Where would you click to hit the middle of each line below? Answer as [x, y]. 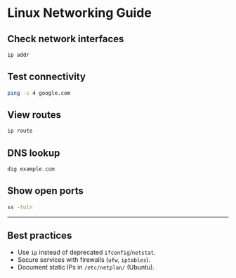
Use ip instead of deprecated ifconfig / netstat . [86, 252]
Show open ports [46, 191]
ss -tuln [20, 207]
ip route [20, 131]
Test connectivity [47, 77]
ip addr [19, 55]
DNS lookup [34, 153]
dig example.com [31, 169]
